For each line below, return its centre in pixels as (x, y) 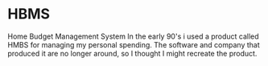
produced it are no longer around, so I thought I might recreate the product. (132, 53)
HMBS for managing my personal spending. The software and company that (134, 44)
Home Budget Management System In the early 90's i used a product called (133, 36)
